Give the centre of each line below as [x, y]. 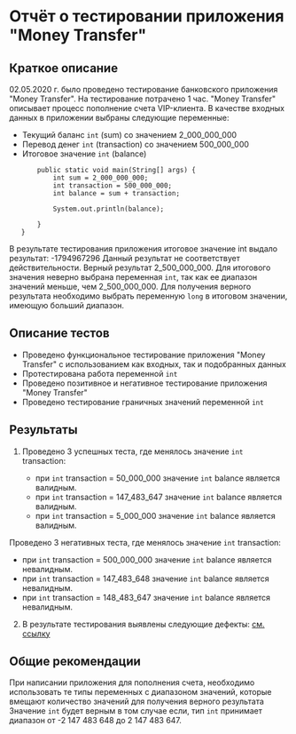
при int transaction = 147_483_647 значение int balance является [158, 497]
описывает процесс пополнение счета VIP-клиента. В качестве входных [147, 108]
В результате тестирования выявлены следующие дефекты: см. [143, 624]
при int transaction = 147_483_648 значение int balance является [145, 578]
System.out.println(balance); [109, 209]
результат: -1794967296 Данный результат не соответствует [125, 258]
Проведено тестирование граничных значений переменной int [143, 402]
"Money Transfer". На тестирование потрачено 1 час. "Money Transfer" [143, 99]
